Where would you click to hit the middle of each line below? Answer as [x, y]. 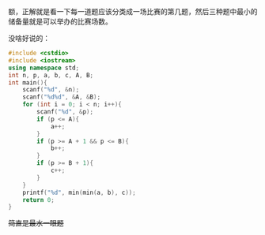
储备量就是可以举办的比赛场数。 [60, 21]
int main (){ [28, 82]
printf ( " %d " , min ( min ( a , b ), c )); [79, 192]
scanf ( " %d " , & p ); [65, 112]
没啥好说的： [29, 38]
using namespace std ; [44, 68]
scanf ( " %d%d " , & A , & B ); [62, 97]
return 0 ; [39, 200]
